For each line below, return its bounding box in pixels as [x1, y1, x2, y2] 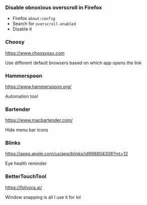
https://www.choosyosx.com [5, 50, 65, 56]
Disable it [12, 26, 32, 32]
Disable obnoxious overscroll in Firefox [5, 4, 102, 11]
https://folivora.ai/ [5, 184, 42, 190]
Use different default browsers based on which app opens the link [5, 60, 142, 66]
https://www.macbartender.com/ [5, 117, 73, 123]
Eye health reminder [5, 160, 47, 166]
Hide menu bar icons [5, 127, 49, 133]
